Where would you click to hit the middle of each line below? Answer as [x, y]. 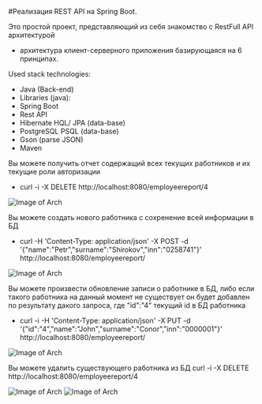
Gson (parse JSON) [52, 140]
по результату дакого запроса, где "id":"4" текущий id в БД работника [127, 305]
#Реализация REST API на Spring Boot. [73, 11]
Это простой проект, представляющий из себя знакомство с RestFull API [131, 26]
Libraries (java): [45, 97]
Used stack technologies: [49, 74]
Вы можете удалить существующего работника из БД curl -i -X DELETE [129, 368]
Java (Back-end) [47, 89]
